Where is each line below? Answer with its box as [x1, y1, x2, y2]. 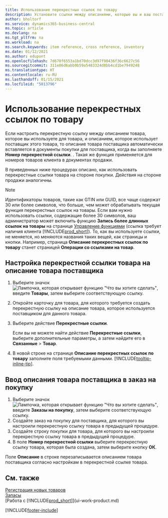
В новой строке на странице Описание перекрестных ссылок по [12, 350, 154, 356]
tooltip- [136, 356, 151, 362]
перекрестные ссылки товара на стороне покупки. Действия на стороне [5, 172, 161, 178]
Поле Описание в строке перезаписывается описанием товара [5, 454, 142, 460]
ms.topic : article [5, 26, 43, 31]
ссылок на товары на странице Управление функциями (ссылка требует [5, 223, 161, 229]
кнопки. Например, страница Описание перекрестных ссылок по [5, 239, 148, 245]
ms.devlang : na [5, 30, 37, 35]
